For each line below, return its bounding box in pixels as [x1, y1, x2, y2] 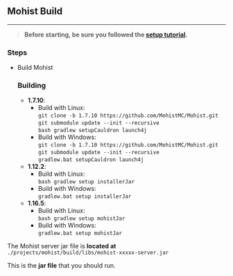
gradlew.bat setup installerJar [37, 193, 132, 200]
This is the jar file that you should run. [7, 261, 116, 270]
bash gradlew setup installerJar [37, 178, 135, 185]
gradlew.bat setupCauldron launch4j [37, 156, 144, 163]
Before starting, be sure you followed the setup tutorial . [24, 30, 188, 39]
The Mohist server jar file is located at [7, 242, 116, 250]
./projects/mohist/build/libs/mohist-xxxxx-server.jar [7, 249, 169, 257]
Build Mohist [17, 64, 53, 72]
